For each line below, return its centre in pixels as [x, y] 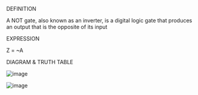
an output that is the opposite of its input [57, 27]
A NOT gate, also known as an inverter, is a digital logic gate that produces [99, 20]
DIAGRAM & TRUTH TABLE [40, 62]
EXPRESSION [23, 38]
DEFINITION [21, 9]
